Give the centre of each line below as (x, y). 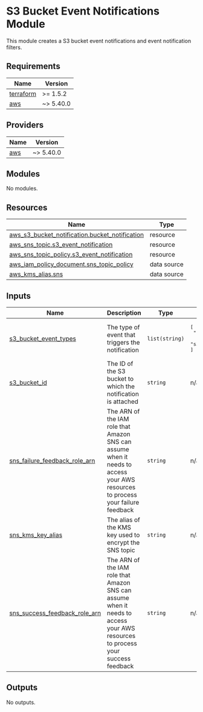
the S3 (116, 371)
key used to (123, 535)
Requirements (33, 66)
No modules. (22, 189)
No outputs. (21, 702)
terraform (23, 93)
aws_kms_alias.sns (36, 274)
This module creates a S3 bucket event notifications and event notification (99, 41)
